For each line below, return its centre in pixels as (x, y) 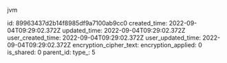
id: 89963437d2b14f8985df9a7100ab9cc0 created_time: (87, 23)
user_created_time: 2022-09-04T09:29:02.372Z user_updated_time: (104, 38)
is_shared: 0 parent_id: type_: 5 (51, 52)
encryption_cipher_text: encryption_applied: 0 (137, 45)
